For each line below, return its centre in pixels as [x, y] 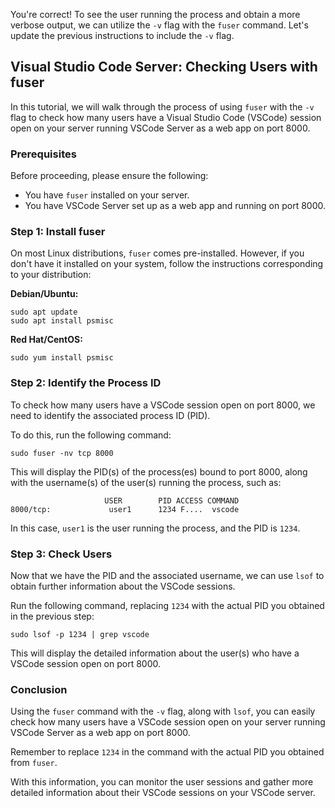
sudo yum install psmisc [62, 358]
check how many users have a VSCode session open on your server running [168, 722]
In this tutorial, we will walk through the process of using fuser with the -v [162, 106]
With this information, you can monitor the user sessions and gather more [162, 782]
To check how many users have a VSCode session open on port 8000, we [163, 405]
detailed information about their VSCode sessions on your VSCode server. [163, 793]
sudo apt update [44, 312]
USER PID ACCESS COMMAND [172, 500]
